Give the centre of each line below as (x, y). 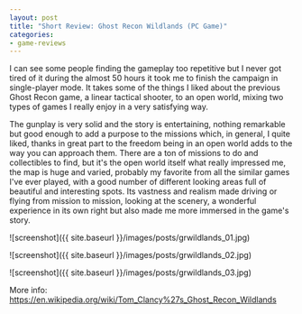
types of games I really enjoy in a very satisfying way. (109, 107)
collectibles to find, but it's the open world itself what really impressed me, (148, 162)
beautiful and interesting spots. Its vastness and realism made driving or (143, 191)
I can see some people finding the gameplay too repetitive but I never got (146, 69)
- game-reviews (38, 43)
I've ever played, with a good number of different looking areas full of (138, 182)
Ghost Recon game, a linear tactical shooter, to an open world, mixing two (146, 97)
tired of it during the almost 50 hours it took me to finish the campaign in (144, 78)
